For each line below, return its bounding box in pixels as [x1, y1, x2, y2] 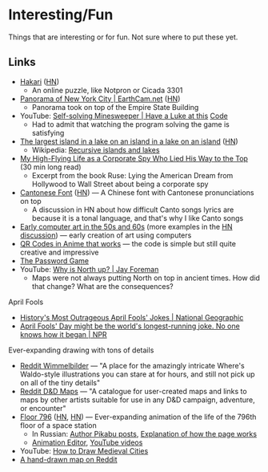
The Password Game [19, 255, 90, 266]
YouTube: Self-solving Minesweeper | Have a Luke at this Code [19, 111, 228, 120]
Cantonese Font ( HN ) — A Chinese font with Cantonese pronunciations [19, 187, 254, 197]
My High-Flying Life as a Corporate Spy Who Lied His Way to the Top [19, 153, 248, 163]
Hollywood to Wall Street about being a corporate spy [31, 179, 209, 189]
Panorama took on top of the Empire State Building [31, 102, 199, 112]
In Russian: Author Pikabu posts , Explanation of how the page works [31, 429, 258, 438]
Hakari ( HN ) [19, 76, 60, 86]
